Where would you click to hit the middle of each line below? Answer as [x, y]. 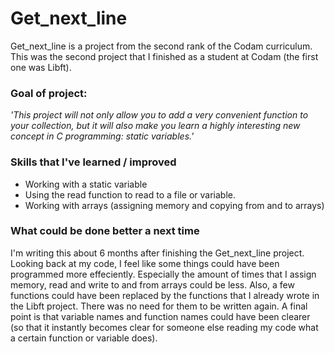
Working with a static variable [86, 184]
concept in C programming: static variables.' [102, 136]
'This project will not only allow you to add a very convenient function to [159, 115]
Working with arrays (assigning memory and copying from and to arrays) [174, 205]
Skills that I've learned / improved [93, 162]
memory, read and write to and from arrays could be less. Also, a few [152, 284]
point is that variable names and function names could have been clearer [160, 316]
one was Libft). [41, 67]
